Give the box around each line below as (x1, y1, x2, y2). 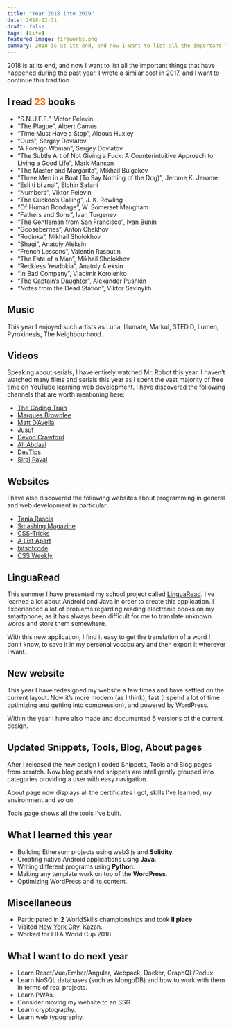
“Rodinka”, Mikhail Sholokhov (17, 232, 101, 241)
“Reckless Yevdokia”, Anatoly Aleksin (17, 261, 123, 270)
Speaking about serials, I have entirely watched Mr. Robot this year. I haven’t (7, 368, 225, 376)
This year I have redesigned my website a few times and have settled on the (7, 686, 224, 694)
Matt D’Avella (17, 419, 55, 427)
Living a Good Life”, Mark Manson (17, 159, 114, 167)
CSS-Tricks (17, 530, 50, 538)
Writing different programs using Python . (17, 862, 135, 871)
